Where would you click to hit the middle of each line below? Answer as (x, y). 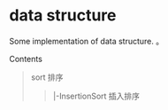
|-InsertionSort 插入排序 (96, 96)
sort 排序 (47, 77)
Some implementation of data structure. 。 (87, 41)
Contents (26, 59)
